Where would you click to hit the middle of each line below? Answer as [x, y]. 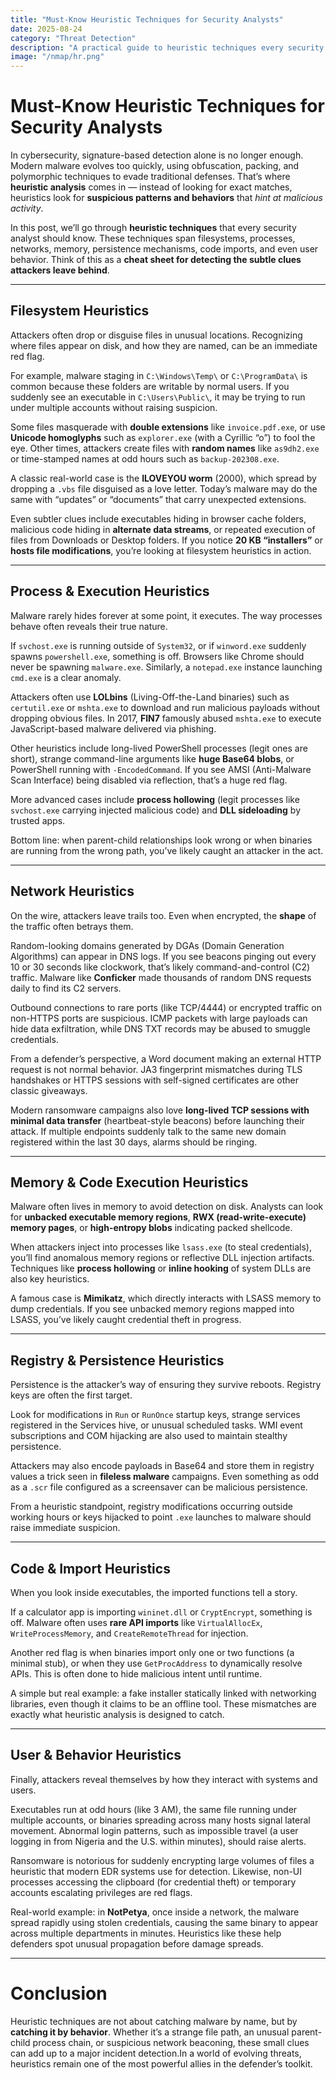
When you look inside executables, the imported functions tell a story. [154, 1592]
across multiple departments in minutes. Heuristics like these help [146, 1933]
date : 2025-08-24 [46, 29]
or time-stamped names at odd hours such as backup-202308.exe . [145, 458]
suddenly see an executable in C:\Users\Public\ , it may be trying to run [158, 397]
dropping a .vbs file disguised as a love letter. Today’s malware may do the [164, 488]
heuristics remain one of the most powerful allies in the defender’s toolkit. [161, 2063]
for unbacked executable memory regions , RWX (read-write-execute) [158, 1217]
